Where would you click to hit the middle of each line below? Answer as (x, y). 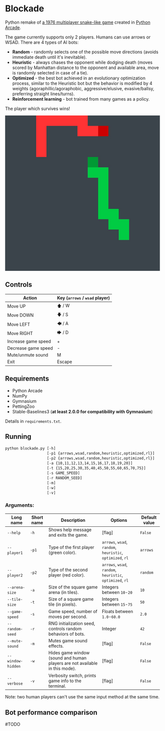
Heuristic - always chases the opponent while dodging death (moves (82, 62)
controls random (65, 628)
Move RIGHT (20, 333)
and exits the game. (68, 535)
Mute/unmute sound (27, 355)
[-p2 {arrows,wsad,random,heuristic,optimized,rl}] (101, 458)
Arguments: (20, 505)
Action (30, 298)
